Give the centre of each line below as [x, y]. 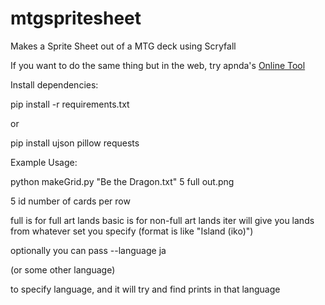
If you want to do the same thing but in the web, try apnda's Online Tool [158, 65]
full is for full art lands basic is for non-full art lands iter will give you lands [162, 220]
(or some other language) [63, 269]
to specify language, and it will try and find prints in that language [145, 289]
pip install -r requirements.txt [70, 104]
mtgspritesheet [76, 18]
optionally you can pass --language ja [88, 250]
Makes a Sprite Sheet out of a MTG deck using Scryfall [123, 46]
